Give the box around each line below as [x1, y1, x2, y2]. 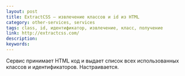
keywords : [6, 42, 30, 47]
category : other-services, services [6, 19, 95, 25]
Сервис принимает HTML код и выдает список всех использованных [6, 57, 179, 64]
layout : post [6, 8, 38, 15]
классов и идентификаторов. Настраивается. [6, 63, 119, 70]
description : [6, 36, 38, 42]
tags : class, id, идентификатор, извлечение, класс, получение [6, 25, 163, 31]
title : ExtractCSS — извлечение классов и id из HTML [6, 14, 140, 20]
